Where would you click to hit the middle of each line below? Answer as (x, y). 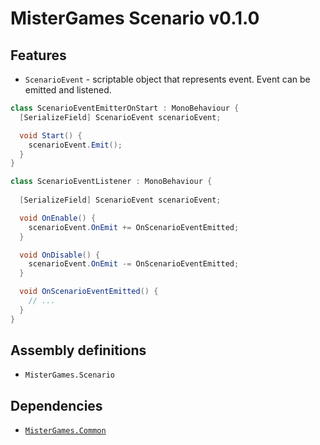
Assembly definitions (78, 350)
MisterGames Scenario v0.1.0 (135, 18)
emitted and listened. (68, 90)
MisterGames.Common (65, 431)
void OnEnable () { (58, 218)
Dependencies (56, 405)
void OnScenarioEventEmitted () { (89, 292)
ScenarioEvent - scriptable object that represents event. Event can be (167, 79)
